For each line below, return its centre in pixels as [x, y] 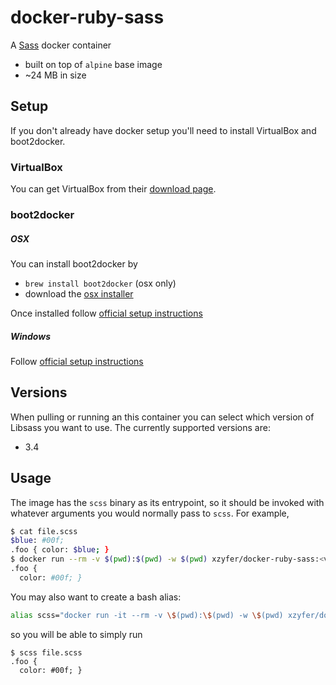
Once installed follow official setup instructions [106, 313]
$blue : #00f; [37, 541]
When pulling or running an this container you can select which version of [162, 417]
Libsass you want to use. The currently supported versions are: [140, 427]
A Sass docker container [61, 45]
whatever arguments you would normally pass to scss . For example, [150, 513]
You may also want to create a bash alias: [96, 597]
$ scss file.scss [46, 652]
